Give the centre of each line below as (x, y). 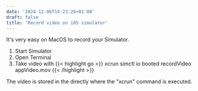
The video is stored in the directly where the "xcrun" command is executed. (99, 81)
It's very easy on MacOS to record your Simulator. (68, 40)
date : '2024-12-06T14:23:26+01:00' (51, 12)
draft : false (22, 17)
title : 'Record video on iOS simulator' (57, 23)
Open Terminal (33, 58)
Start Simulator (33, 51)
